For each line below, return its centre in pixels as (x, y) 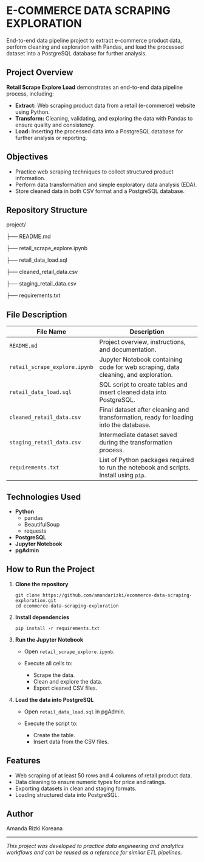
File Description (37, 314)
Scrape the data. (54, 675)
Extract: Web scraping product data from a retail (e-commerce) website (105, 105)
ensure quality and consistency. (55, 125)
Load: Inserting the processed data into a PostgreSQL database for (99, 131)
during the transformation (136, 443)
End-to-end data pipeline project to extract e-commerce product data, (94, 40)
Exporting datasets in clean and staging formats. (76, 788)
